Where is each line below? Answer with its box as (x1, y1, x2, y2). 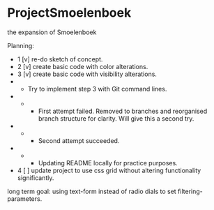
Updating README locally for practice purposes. (38, 158, 178, 167)
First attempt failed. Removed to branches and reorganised (38, 107, 208, 115)
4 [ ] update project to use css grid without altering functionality (17, 166, 201, 174)
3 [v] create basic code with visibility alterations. (17, 70, 157, 78)
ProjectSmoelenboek (7, 5, 132, 21)
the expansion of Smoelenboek (7, 28, 97, 36)
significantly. (17, 173, 54, 182)
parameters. (7, 194, 43, 203)
